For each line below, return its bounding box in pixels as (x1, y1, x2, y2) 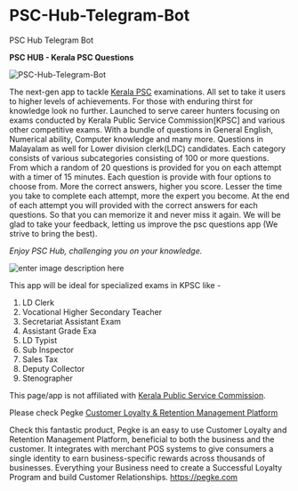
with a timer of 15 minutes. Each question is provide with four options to (9, 171, 271, 182)
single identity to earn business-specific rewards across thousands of (9, 453, 265, 463)
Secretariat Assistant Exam (21, 316, 122, 326)
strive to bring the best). (9, 228, 98, 238)
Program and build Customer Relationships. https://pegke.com (9, 471, 238, 482)
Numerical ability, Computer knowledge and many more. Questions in (9, 133, 264, 144)
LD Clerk (21, 297, 55, 308)
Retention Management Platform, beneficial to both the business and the (9, 433, 275, 445)
